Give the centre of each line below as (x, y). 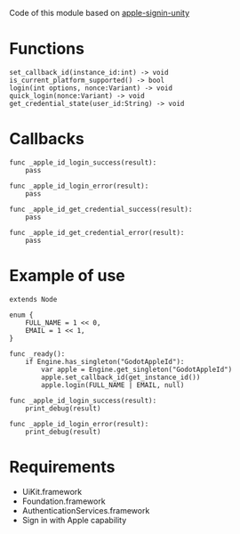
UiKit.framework (52, 491)
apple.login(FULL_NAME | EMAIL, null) (113, 385)
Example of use (68, 276)
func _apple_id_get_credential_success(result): (101, 209)
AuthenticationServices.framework (86, 510)
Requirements (62, 467)
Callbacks (47, 139)
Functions (47, 49)
